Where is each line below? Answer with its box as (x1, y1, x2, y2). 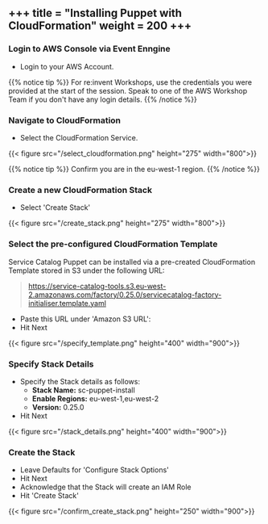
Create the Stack (8, 446, 76, 458)
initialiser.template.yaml (27, 298, 107, 308)
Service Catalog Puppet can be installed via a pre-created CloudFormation (8, 257, 256, 266)
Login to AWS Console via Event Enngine (8, 44, 171, 55)
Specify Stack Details (8, 358, 94, 370)
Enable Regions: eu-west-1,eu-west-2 (31, 393, 159, 403)
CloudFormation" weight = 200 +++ (8, 19, 192, 33)
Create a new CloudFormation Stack (8, 184, 153, 195)
